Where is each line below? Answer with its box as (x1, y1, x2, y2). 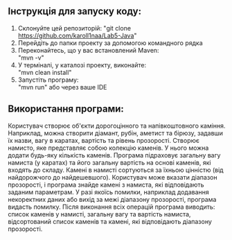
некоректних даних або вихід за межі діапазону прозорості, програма (8, 195, 217, 203)
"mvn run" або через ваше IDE (17, 83, 107, 91)
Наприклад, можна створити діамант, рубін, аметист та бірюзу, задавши (8, 128, 224, 137)
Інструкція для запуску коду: (8, 6, 141, 17)
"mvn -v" (17, 53, 44, 62)
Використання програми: (8, 103, 124, 115)
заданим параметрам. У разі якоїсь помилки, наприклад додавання (8, 187, 210, 196)
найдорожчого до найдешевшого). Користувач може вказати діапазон (8, 173, 217, 181)
